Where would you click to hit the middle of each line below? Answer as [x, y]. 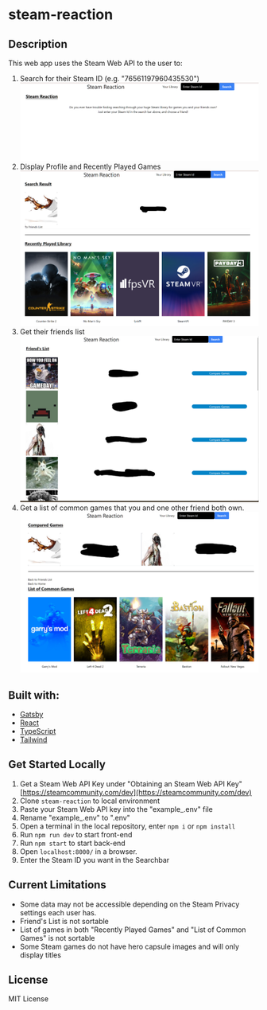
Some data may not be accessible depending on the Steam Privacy [130, 904]
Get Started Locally [57, 764]
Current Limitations [58, 885]
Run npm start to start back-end [72, 843]
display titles [41, 955]
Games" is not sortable [57, 938]
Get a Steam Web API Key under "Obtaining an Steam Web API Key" [131, 784]
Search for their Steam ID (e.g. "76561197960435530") [110, 78]
